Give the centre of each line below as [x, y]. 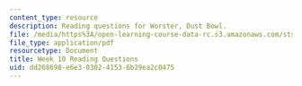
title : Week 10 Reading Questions [74, 59]
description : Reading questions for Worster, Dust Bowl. [118, 26]
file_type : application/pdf [62, 43]
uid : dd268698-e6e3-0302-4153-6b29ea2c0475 [92, 68]
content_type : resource [54, 17]
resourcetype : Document [54, 51]
